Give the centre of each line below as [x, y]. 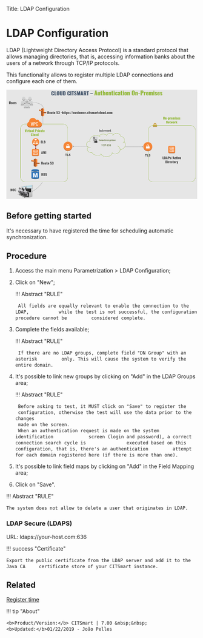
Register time [23, 600]
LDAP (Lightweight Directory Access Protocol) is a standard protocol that [98, 50]
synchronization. [27, 237]
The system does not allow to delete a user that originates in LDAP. [97, 508]
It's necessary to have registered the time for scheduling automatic [90, 231]
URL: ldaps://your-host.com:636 [47, 537]
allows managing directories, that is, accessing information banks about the [101, 56]
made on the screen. [44, 425]
